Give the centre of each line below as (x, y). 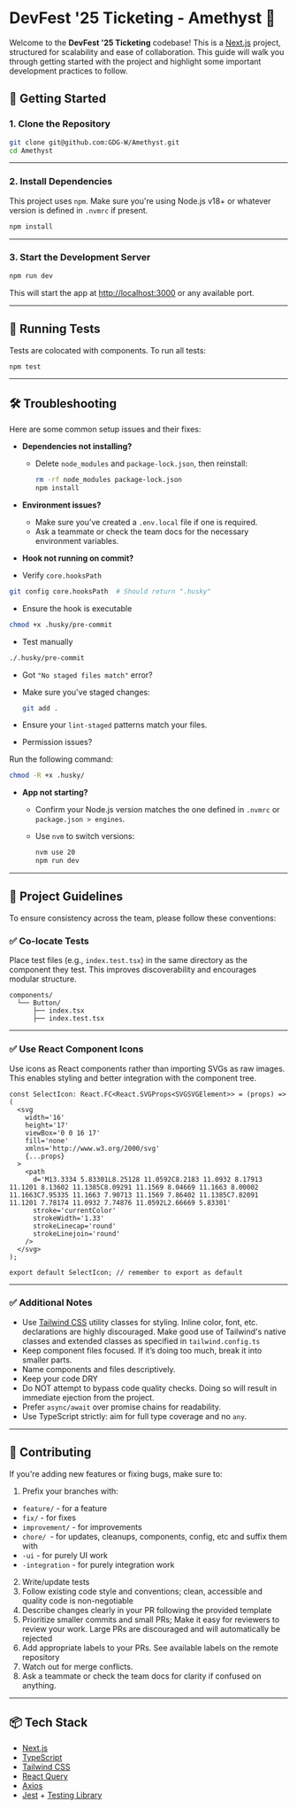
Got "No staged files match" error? (87, 675)
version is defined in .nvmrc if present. (79, 210)
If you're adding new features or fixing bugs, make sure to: (116, 1473)
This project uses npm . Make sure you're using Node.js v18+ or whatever (140, 201)
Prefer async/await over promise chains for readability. (122, 1407)
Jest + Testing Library (62, 1795)
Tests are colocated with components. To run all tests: (107, 350)
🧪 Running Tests (55, 329)
